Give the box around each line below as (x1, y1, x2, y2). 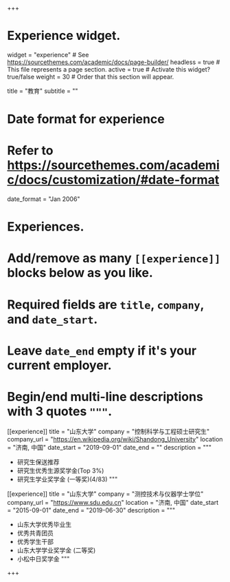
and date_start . (7, 311, 98, 327)
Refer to (7, 143, 54, 158)
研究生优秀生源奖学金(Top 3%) (16, 466, 104, 475)
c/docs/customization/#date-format (7, 172, 220, 188)
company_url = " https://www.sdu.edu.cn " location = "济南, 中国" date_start (7, 498, 219, 506)
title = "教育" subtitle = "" (7, 87, 78, 95)
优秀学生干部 (16, 537, 54, 545)
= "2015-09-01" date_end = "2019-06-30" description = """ (7, 506, 176, 514)
